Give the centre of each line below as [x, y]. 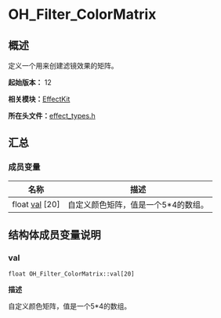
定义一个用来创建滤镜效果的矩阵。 [63, 66]
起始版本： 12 [30, 82]
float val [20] [36, 204]
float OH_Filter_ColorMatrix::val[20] [71, 274]
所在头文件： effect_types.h [52, 116]
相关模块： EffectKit [39, 99]
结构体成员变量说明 [54, 235]
